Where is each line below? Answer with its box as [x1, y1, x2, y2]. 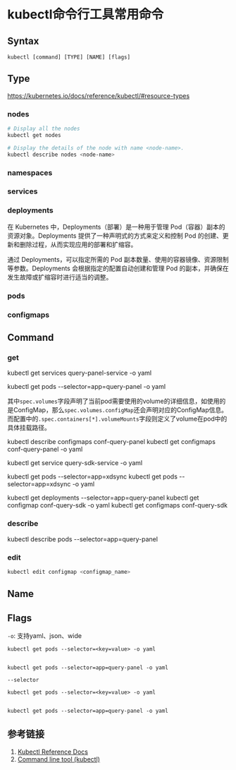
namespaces [7, 167, 53, 177]
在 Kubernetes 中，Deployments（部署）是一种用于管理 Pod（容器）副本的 [7, 222, 225, 231]
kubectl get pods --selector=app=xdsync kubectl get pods [7, 472, 178, 481]
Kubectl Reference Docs [17, 747, 89, 756]
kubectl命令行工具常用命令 [7, 6, 164, 23]
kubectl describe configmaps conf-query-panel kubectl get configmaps [7, 438, 216, 446]
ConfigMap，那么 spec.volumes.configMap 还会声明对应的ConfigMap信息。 [13, 406, 228, 414]
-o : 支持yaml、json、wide [7, 631, 82, 639]
